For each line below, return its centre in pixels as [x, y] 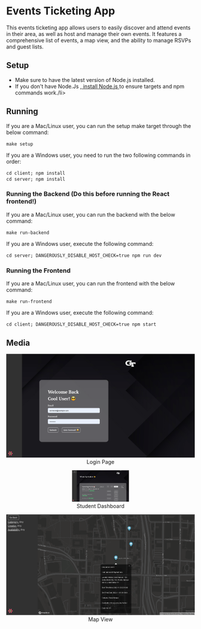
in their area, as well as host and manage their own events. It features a [94, 34]
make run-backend [28, 233]
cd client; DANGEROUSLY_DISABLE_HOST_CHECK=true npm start [81, 324]
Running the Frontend [38, 271]
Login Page [100, 462]
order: [14, 161]
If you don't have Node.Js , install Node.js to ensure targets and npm [100, 86]
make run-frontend [29, 302]
